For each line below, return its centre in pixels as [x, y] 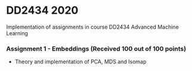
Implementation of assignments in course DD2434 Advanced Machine [92, 27]
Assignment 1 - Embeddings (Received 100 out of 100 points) [96, 48]
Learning [17, 33]
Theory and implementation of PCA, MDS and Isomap [80, 62]
